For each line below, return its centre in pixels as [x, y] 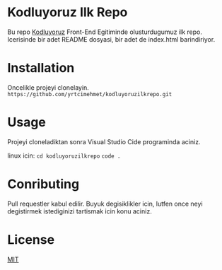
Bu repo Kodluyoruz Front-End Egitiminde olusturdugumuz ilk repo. [105, 32]
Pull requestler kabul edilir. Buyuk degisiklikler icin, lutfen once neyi [105, 204]
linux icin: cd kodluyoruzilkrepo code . [64, 155]
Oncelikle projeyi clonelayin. [48, 87]
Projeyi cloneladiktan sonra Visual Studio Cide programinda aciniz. [104, 141]
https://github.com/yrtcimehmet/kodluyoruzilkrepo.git [90, 94]
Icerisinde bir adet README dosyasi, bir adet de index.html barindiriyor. [111, 39]
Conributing [43, 184]
